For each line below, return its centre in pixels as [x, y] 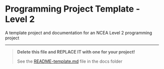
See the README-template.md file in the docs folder [70, 61]
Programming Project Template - [72, 9]
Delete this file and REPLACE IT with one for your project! [76, 52]
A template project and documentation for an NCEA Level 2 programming [79, 33]
